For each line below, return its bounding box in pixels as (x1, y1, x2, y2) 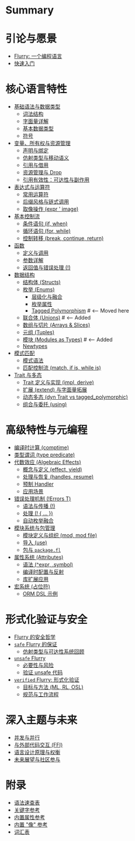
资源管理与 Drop (22, 169, 62, 176)
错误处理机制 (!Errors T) (13, 495, 71, 502)
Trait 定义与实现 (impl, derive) (22, 379, 94, 386)
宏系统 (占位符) (13, 583, 50, 590)
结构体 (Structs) (22, 279, 61, 286)
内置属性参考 (13, 813, 45, 821)
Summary (5, 4, 54, 17)
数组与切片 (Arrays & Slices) (22, 321, 91, 328)
